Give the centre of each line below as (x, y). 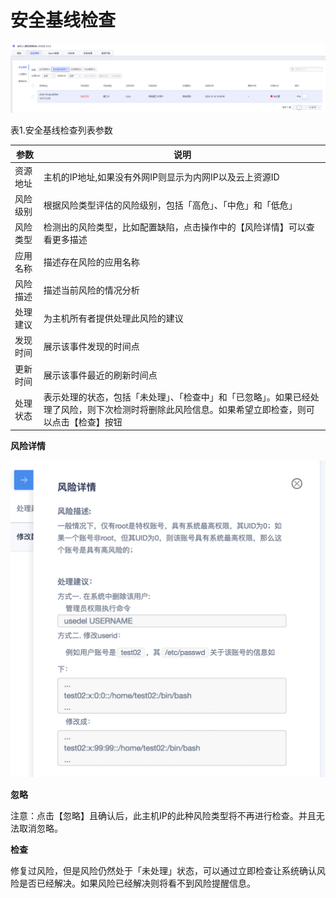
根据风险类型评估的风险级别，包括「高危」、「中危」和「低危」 (170, 205)
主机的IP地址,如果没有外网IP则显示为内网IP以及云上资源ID (161, 177)
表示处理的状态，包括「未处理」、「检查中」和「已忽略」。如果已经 (177, 397)
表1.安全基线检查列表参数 (61, 130)
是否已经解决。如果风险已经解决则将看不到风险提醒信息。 (137, 883)
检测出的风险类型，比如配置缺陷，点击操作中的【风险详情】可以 (175, 227)
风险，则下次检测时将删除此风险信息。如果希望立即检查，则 (183, 409)
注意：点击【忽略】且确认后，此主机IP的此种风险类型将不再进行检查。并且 (163, 816)
